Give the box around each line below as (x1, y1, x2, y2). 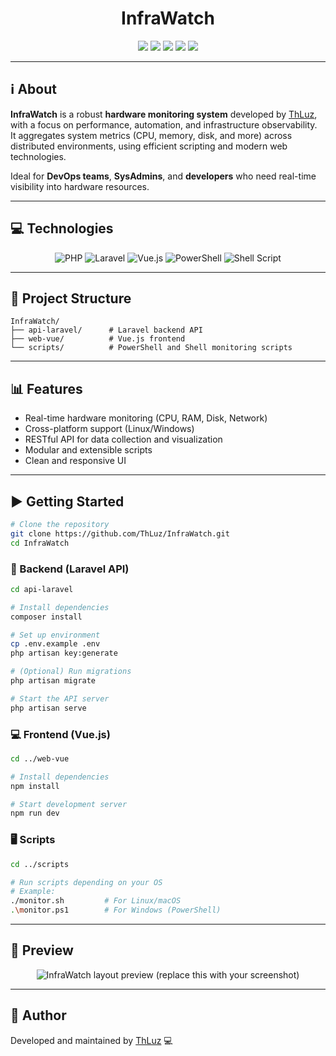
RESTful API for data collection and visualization (24, 433, 223, 446)
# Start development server (10, 799, 128, 809)
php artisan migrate (10, 676, 97, 686)
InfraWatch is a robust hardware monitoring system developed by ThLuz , (10, 108, 318, 120)
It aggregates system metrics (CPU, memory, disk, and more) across (10, 129, 293, 141)
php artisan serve (10, 703, 87, 713)
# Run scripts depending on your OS (10, 877, 163, 887)
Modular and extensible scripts (24, 444, 153, 456)
